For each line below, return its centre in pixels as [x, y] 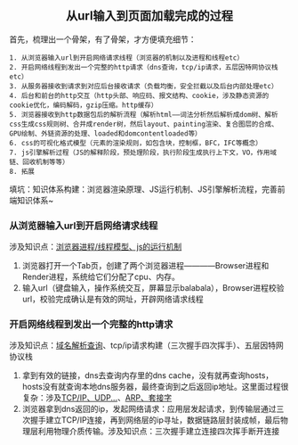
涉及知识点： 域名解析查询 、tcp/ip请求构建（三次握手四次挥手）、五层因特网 [147, 345]
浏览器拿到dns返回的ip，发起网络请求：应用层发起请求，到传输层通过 [149, 409]
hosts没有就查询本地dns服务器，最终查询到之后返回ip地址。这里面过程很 [155, 387]
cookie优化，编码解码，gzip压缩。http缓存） [84, 105]
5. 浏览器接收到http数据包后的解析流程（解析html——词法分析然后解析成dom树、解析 [144, 114]
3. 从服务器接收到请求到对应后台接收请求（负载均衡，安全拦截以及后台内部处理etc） [144, 86]
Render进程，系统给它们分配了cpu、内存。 [101, 277]
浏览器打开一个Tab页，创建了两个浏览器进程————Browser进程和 [145, 266]
